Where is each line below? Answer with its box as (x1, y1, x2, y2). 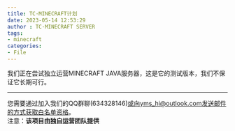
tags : (7, 29, 23, 37)
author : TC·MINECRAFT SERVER (7, 23, 96, 30)
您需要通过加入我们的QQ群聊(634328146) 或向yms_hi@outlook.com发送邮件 (7, 99, 227, 107)
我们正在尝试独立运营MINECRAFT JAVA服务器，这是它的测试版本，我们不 (7, 69, 220, 77)
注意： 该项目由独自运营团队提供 (7, 116, 99, 125)
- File (7, 49, 27, 56)
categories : (7, 43, 42, 49)
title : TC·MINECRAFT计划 (7, 10, 78, 17)
